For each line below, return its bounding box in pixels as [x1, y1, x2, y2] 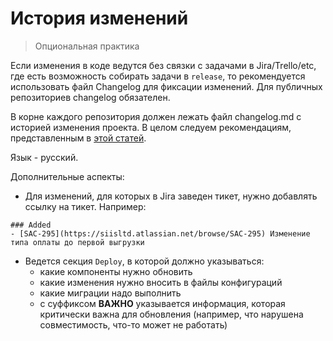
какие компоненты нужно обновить [39, 265, 193, 277]
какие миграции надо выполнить [39, 287, 182, 299]
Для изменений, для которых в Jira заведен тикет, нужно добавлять [24, 190, 318, 202]
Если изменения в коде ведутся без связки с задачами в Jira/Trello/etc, [10, 59, 317, 71]
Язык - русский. [10, 151, 79, 163]
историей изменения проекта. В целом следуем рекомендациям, [10, 121, 292, 133]
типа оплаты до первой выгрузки [10, 237, 145, 247]
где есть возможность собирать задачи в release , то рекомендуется [10, 70, 306, 82]
